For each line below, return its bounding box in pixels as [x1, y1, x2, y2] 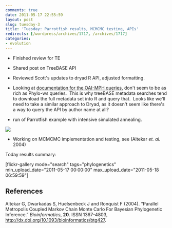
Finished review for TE [12, 55, 61, 61]
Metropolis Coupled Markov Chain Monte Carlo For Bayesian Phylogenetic [5, 206, 163, 212]
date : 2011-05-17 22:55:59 [5, 12, 63, 17]
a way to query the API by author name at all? [12, 106, 109, 113]
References [5, 187, 43, 196]
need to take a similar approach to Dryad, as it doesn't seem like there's [12, 101, 165, 107]
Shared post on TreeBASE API [12, 65, 77, 71]
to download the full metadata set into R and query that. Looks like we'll [12, 95, 165, 101]
